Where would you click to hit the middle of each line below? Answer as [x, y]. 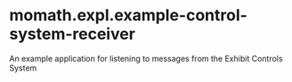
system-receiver [73, 34]
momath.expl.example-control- [128, 15]
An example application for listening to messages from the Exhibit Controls [146, 58]
